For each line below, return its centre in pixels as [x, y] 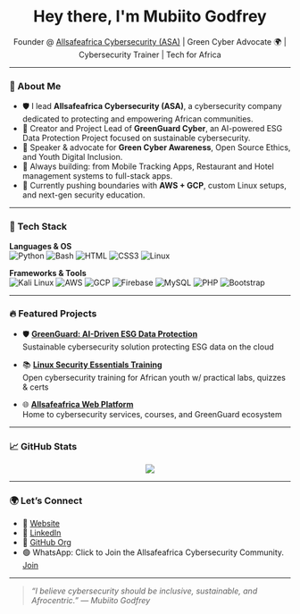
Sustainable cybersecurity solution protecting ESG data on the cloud [148, 347]
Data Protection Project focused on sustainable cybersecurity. [136, 138]
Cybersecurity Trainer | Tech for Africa [150, 55]
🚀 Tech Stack [38, 227]
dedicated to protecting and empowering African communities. [137, 119]
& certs [35, 387]
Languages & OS [41, 246]
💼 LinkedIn [42, 533]
